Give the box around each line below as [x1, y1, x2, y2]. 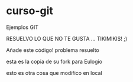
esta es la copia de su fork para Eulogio [6, 58, 102, 65]
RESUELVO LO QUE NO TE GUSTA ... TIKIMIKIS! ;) [6, 35, 128, 42]
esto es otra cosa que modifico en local [6, 69, 102, 76]
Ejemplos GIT [6, 24, 39, 31]
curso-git [6, 4, 53, 18]
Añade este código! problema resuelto [6, 46, 99, 54]
